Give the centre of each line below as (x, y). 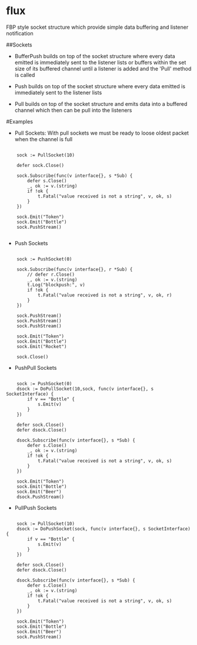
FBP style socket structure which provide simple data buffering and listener (97, 27)
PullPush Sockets (36, 507)
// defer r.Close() (51, 275)
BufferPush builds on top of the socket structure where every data (95, 56)
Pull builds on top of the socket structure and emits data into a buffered (101, 103)
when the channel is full (43, 139)
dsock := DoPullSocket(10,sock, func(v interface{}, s (85, 389)
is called (25, 75)
